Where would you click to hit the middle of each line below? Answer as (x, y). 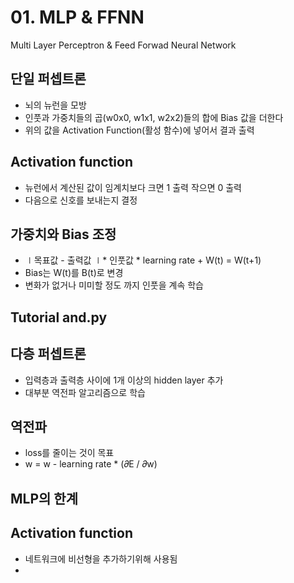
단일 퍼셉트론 (48, 79)
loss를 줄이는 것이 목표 (69, 453)
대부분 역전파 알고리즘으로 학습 (85, 392)
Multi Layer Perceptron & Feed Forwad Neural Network (123, 45)
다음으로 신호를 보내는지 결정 (81, 200)
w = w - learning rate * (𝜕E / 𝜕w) (91, 464)
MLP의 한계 (44, 498)
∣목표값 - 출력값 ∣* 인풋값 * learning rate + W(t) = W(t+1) (143, 260)
